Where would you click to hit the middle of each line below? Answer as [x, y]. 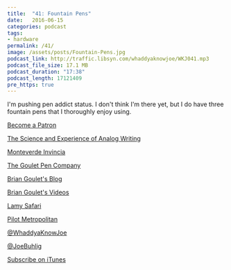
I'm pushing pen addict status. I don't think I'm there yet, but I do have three [115, 104]
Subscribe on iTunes [36, 260]
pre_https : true [31, 85]
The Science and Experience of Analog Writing [74, 139]
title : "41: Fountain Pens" [49, 14]
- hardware [23, 40]
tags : [15, 33]
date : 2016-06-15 [35, 20]
